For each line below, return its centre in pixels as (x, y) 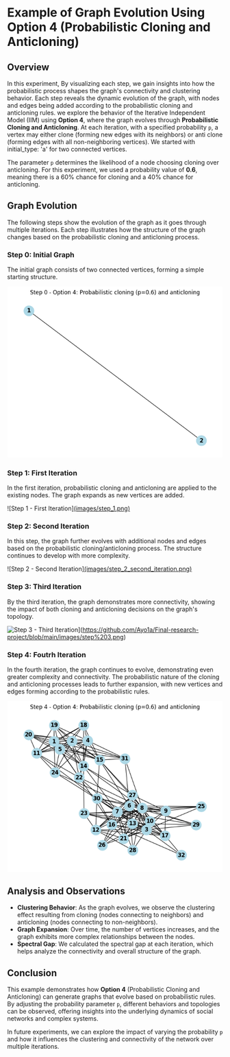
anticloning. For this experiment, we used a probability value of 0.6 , (102, 170)
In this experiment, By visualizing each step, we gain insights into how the (111, 83)
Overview (28, 67)
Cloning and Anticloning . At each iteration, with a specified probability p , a (113, 127)
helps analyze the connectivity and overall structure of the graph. (109, 951)
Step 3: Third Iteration (44, 586)
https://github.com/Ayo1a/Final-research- (140, 630)
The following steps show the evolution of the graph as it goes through (107, 222)
